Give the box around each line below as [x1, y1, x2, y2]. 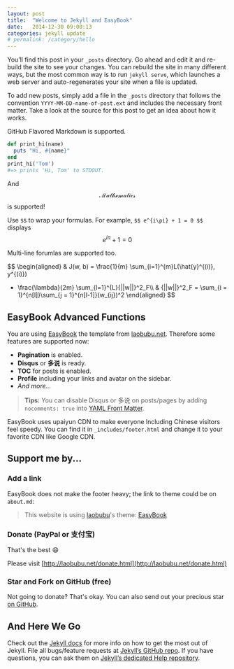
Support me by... [7, 453, 82, 465]
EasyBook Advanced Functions [7, 311, 146, 323]
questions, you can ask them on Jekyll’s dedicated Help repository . [7, 654, 200, 662]
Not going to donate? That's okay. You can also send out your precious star [7, 593, 224, 601]
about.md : [7, 497, 35, 505]
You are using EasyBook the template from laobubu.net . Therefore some [7, 330, 215, 338]
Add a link [7, 474, 42, 484]
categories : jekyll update [7, 29, 86, 37]
